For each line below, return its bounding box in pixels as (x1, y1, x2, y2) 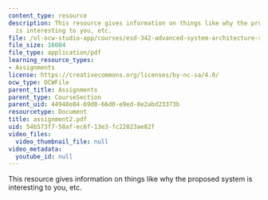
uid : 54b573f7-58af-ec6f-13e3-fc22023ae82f (8, 123, 156, 131)
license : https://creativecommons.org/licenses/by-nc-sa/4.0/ (8, 71, 219, 79)
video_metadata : (8, 145, 62, 153)
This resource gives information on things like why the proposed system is (8, 175, 253, 184)
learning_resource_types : (8, 57, 94, 65)
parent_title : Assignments (8, 85, 98, 94)
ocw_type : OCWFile (8, 78, 69, 86)
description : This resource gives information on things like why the (8, 19, 248, 27)
